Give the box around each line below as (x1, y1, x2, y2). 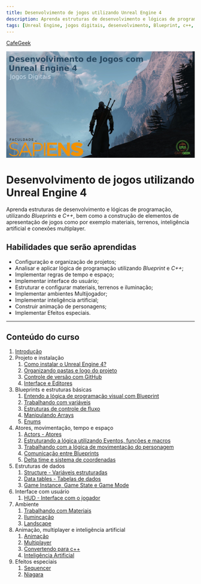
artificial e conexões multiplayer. (6, 225, 86, 232)
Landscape (23, 520, 52, 527)
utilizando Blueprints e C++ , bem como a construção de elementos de (6, 212, 179, 219)
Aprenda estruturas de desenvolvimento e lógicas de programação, (6, 206, 173, 213)
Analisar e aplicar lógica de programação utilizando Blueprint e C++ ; (14, 264, 184, 272)
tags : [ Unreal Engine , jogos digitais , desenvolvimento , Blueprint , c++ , (6, 22, 194, 28)
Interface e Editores (23, 380, 73, 387)
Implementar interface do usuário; (14, 277, 99, 284)
